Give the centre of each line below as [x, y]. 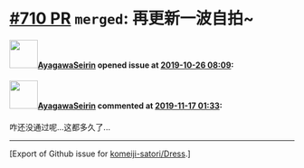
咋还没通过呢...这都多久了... [60, 126]
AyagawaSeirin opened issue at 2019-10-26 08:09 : [136, 65]
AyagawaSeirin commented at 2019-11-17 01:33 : [130, 106]
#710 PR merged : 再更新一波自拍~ [132, 19]
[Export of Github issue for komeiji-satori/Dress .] [100, 154]
